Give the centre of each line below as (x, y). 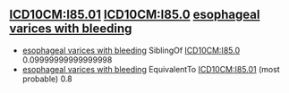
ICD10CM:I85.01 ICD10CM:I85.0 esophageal (135, 15)
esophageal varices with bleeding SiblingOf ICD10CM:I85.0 (131, 50)
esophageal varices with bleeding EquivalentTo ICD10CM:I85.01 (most (151, 69)
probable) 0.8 (47, 79)
